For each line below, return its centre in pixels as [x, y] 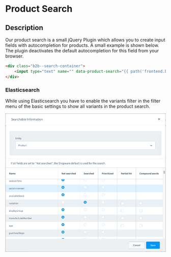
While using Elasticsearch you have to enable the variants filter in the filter [83, 101]
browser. [15, 56]
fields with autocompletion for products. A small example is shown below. [82, 45]
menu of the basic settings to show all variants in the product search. [78, 106]
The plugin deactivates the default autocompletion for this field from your [82, 51]
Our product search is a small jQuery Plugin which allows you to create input [85, 40]
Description [24, 28]
